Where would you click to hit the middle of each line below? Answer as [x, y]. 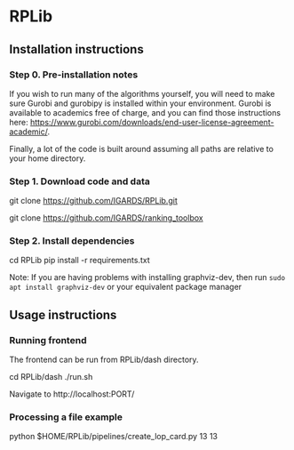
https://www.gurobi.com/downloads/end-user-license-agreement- [152, 122]
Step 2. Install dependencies [72, 241]
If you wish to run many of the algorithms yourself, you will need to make [142, 93]
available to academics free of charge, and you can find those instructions [145, 112]
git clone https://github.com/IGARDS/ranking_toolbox [106, 218]
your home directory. [48, 158]
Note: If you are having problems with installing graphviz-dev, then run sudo [147, 277]
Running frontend [48, 340]
